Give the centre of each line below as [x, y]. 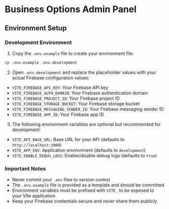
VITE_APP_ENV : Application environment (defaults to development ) [79, 150]
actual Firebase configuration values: [51, 77]
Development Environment [38, 43]
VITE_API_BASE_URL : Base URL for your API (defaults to [68, 139]
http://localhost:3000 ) [37, 145]
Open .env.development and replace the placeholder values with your [84, 72]
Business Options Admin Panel [71, 9]
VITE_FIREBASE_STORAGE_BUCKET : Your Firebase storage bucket [76, 103]
